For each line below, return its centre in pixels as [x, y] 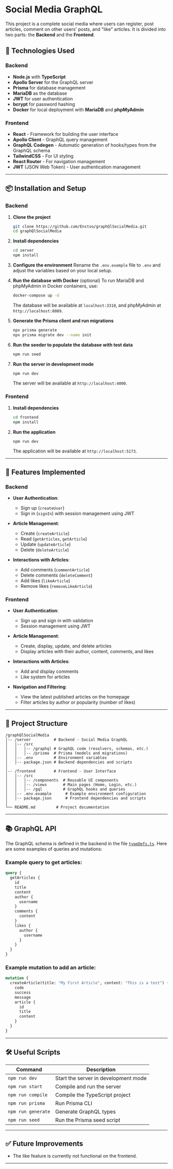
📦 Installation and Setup [46, 189]
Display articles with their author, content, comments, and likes [87, 652]
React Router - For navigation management [59, 161]
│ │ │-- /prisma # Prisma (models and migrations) [66, 753]
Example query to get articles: [44, 862]
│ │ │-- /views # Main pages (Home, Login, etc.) [71, 785]
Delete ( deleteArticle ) [45, 550]
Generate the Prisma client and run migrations [63, 321]
